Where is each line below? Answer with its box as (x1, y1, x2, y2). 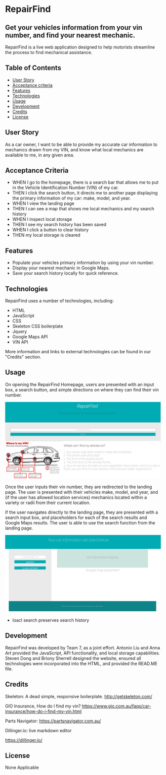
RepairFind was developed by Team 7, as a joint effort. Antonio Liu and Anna (5, 645, 161, 650)
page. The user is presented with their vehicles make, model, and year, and (5, 489, 158, 495)
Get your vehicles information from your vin (5, 23, 142, 32)
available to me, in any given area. (5, 152, 75, 158)
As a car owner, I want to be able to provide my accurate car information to (5, 141, 158, 147)
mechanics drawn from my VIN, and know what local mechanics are (5, 146, 144, 152)
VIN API (12, 339, 29, 345)
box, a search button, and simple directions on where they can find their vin (5, 387, 159, 392)
